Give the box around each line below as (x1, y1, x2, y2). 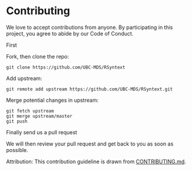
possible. (6, 146, 28, 153)
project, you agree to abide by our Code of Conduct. (6, 30, 134, 37)
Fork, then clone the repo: (6, 53, 69, 60)
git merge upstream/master (6, 113, 73, 119)
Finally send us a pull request (6, 128, 77, 135)
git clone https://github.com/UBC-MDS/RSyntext (6, 64, 126, 70)
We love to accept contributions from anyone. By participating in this (6, 24, 173, 31)
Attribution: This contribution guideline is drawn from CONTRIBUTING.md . (6, 158, 186, 165)
